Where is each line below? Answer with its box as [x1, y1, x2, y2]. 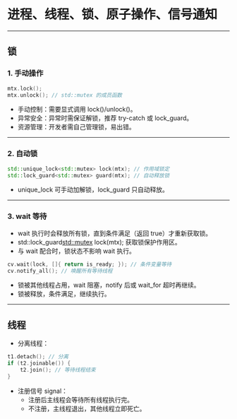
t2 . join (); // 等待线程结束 [20, 367, 97, 374]
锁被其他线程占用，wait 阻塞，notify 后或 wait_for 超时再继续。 [17, 281, 200, 290]
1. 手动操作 [7, 69, 44, 78]
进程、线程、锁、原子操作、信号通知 [7, 6, 218, 23]
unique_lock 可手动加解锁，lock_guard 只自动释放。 [17, 185, 169, 194]
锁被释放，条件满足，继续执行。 [17, 290, 111, 298]
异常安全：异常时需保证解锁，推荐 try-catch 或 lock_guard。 [17, 114, 193, 122]
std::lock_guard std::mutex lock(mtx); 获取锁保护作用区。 [17, 237, 181, 246]
